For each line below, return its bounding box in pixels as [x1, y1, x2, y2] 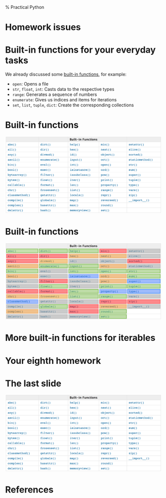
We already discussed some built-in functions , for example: [5, 72, 127, 78]
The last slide [5, 378, 62, 389]
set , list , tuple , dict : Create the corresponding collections [12, 102, 134, 108]
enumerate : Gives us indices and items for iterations [12, 97, 117, 103]
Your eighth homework [5, 355, 101, 366]
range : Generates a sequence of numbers [12, 91, 98, 97]
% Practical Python [5, 4, 45, 10]
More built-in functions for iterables [5, 332, 156, 343]
